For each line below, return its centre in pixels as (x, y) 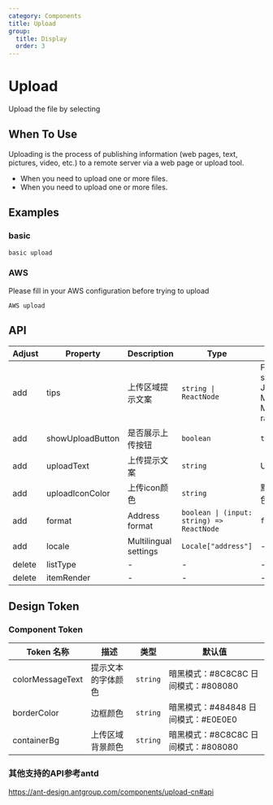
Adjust (26, 353)
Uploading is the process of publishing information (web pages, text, (123, 154)
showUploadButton (83, 438)
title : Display (41, 39)
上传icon (144, 487)
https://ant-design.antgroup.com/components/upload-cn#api (111, 792)
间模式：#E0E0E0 (203, 720)
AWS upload (27, 306)
